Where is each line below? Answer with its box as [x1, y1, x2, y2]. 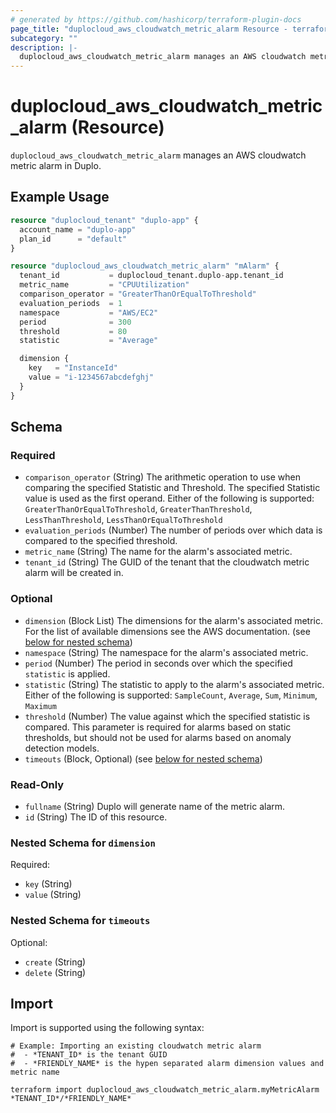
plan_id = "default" [19, 234, 128, 244]
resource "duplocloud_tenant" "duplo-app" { [10, 215, 199, 225]
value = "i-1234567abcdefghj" [28, 372, 155, 382]
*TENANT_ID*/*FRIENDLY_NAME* [10, 1094, 132, 1104]
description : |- [10, 42, 78, 53]
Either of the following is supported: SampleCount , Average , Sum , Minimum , [24, 689, 318, 701]
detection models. [24, 742, 100, 754]
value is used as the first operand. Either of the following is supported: [24, 492, 315, 505]
